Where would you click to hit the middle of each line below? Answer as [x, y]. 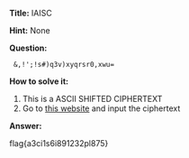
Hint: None [30, 30]
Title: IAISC [31, 13]
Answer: [26, 126]
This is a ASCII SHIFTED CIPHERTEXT [92, 99]
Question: [28, 48]
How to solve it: [39, 81]
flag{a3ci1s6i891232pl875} [59, 143]
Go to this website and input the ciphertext [101, 108]
